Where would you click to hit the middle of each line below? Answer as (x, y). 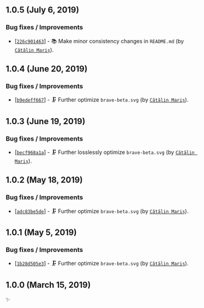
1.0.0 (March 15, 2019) (48, 285)
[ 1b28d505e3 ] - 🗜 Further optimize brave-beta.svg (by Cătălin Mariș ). (101, 264)
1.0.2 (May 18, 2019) (44, 180)
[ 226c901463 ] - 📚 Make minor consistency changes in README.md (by (99, 41)
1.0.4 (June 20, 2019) (47, 69)
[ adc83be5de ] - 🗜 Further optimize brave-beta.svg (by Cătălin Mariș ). (101, 211)
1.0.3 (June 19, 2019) (46, 121)
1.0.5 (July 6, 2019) (42, 10)
